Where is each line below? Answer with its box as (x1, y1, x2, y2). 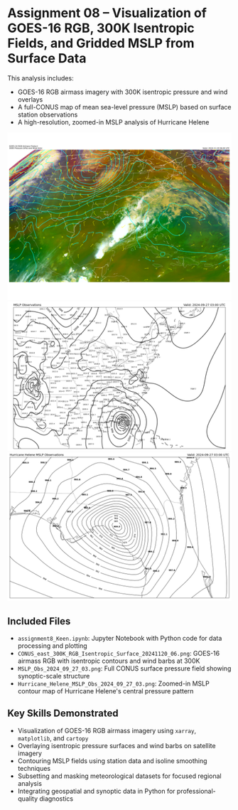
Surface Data (7, 50, 87, 67)
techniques (17, 764, 51, 772)
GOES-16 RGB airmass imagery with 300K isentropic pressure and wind (17, 87, 228, 96)
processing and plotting (17, 641, 87, 650)
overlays (17, 95, 43, 104)
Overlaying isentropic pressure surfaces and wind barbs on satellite (17, 741, 216, 750)
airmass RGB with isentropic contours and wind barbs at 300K (17, 656, 200, 666)
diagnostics (38, 794, 73, 803)
